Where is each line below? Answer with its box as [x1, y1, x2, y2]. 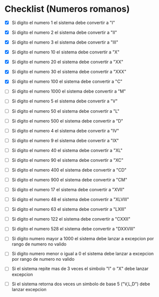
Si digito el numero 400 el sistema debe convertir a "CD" [11, 167, 127, 173]
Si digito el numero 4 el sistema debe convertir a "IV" [11, 127, 119, 133]
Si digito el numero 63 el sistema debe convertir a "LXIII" [11, 206, 127, 212]
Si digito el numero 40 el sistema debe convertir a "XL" [11, 147, 123, 153]
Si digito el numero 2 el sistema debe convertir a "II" [11, 29, 117, 35]
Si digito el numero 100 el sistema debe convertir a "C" [11, 78, 123, 84]
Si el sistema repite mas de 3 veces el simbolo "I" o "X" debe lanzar [11, 266, 149, 272]
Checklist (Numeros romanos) [4, 3, 130, 15]
